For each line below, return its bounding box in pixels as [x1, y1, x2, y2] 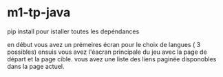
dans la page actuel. [7, 62, 65, 70]
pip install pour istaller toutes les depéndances [7, 27, 140, 35]
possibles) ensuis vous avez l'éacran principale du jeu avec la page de [7, 48, 208, 56]
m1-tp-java [7, 5, 71, 20]
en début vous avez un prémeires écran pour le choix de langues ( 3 [7, 40, 201, 48]
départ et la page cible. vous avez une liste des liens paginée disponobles [7, 55, 217, 63]
